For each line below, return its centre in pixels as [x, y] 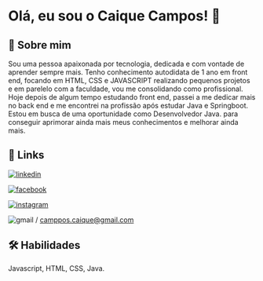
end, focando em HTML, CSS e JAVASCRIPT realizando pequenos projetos [129, 80]
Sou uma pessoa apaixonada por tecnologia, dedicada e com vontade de [126, 64]
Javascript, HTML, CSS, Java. [57, 268]
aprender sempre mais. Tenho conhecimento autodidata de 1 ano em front [128, 72]
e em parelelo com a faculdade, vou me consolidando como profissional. [126, 89]
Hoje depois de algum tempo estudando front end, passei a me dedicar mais [132, 97]
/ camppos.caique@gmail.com [84, 220]
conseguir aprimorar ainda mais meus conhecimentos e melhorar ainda [123, 122]
